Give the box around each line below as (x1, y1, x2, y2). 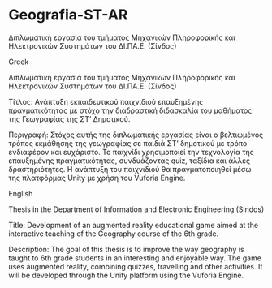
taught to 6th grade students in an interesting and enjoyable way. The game (8, 253, 262, 263)
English (8, 188, 33, 198)
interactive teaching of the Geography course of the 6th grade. (8, 229, 219, 239)
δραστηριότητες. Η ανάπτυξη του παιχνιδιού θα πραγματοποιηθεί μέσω (8, 164, 252, 174)
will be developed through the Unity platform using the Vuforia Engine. (8, 270, 244, 280)
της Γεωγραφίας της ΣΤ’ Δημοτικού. (8, 114, 131, 123)
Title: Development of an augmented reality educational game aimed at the (8, 220, 258, 230)
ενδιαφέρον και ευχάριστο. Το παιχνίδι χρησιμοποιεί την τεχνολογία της (8, 147, 254, 157)
